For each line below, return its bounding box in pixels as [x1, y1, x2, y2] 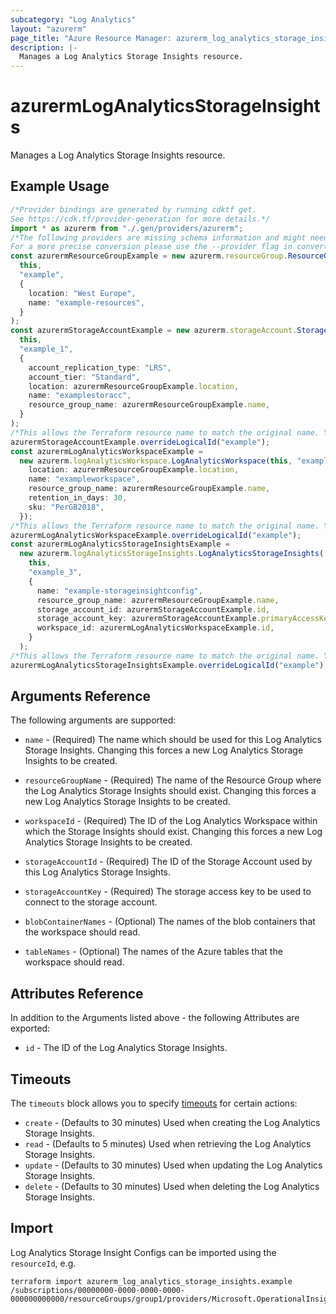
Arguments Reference [10, 688, 152, 705]
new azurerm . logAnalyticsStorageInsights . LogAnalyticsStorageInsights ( [19, 549, 325, 559]
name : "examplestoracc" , [28, 391, 132, 401]
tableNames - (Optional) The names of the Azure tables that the [24, 946, 283, 958]
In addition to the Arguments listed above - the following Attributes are [10, 1012, 300, 1024]
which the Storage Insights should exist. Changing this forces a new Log [24, 826, 323, 838]
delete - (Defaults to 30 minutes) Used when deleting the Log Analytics [24, 1181, 320, 1193]
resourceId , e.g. [10, 1257, 77, 1269]
